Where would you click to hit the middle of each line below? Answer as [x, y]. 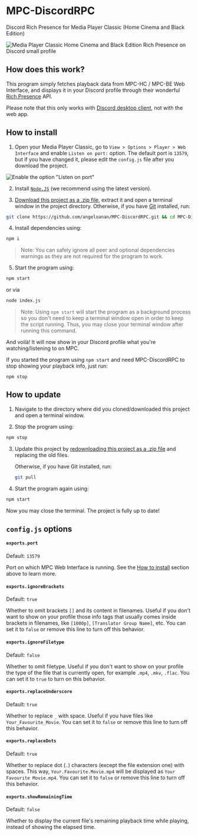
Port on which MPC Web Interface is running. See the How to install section [98, 567]
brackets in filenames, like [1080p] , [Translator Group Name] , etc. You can [96, 623]
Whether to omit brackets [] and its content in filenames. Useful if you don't [98, 610]
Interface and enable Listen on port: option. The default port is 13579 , [101, 153]
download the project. [41, 166]
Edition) [16, 33]
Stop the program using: [44, 427]
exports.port [22, 543]
